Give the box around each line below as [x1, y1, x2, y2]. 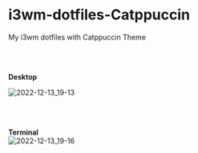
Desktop [8, 72, 38, 81]
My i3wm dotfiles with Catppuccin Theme [8, 32, 147, 42]
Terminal [8, 127, 38, 137]
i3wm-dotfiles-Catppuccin [8, 6, 191, 24]
